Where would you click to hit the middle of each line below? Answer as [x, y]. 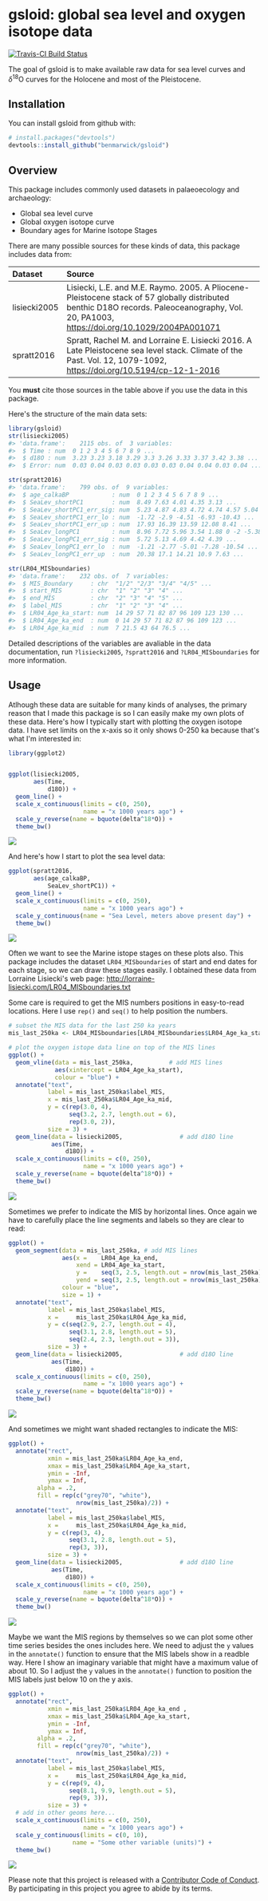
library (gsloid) [35, 429]
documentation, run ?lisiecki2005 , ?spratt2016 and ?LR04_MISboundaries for [134, 651]
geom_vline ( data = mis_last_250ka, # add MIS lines [119, 1062]
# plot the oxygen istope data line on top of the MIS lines [112, 1048]
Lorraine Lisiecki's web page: [57, 978]
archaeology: [30, 198]
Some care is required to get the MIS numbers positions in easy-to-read [126, 1002]
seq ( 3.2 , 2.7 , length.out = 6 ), [123, 1115]
